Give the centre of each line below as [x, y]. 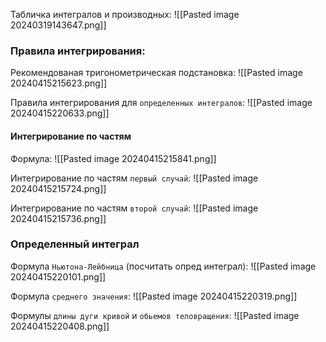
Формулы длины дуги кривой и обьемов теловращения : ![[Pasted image [155, 315]
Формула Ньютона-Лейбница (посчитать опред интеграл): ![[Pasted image [163, 266]
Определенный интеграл [75, 244]
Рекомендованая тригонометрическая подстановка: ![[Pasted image [156, 73]
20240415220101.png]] [58, 276]
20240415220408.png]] [60, 326]
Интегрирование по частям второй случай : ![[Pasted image [134, 208]
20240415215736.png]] [58, 218]
